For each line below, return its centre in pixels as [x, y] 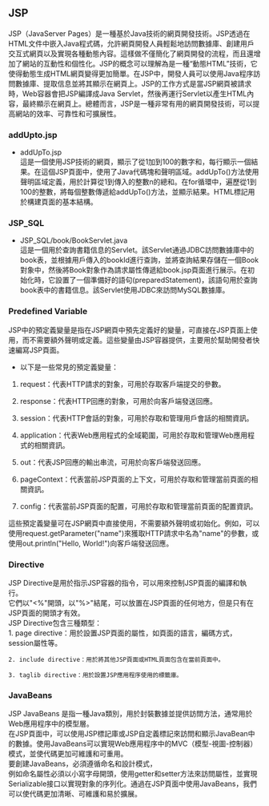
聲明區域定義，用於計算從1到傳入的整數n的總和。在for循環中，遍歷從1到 [138, 182]
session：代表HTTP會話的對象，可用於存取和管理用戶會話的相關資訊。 [137, 418]
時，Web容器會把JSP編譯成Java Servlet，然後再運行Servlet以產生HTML [128, 93]
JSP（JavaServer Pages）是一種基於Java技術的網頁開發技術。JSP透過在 [129, 33]
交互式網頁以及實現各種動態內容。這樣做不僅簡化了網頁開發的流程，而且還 [131, 53]
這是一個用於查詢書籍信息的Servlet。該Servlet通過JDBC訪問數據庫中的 [137, 250]
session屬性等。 [35, 643]
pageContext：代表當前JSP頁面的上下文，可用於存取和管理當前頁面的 [135, 479]
